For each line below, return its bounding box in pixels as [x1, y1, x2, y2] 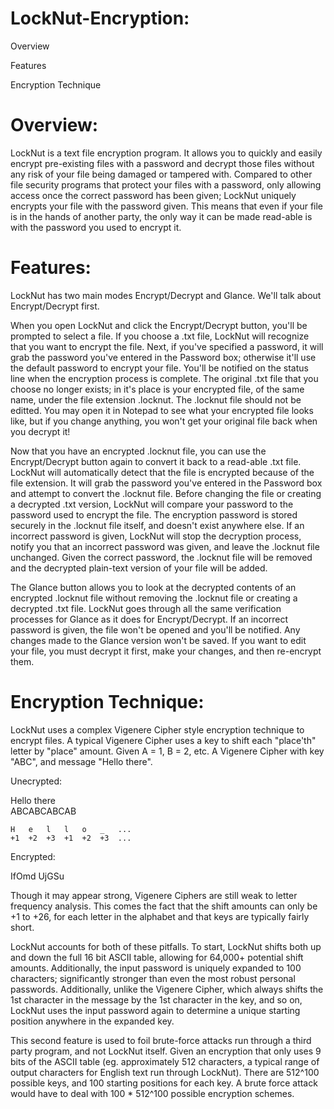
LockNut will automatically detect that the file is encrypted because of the [10, 466, 315, 478]
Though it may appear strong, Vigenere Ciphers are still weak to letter [10, 889, 298, 901]
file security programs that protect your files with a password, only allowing [10, 178, 322, 191]
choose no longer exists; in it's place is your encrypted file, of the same [10, 383, 305, 395]
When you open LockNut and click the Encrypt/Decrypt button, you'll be [10, 319, 308, 331]
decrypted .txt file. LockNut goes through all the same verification [10, 602, 282, 614]
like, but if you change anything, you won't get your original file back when [10, 415, 318, 427]
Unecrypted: [10, 775, 62, 787]
